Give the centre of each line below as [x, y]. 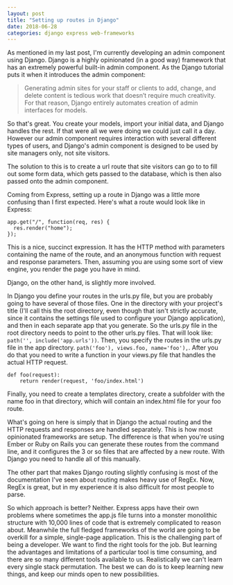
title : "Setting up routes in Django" [63, 20]
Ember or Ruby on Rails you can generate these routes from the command [113, 444]
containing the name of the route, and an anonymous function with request [114, 254]
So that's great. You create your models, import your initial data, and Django [115, 124]
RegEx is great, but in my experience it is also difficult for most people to [111, 487]
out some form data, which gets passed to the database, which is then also [114, 174]
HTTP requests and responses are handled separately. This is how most [110, 430]
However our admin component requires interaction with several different [112, 139]
